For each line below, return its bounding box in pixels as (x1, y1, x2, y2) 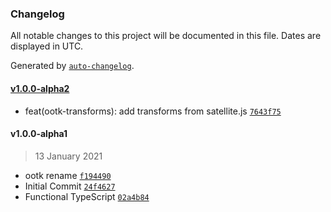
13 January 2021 (34, 150, 103, 162)
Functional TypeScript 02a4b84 (24, 190, 150, 202)
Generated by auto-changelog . (10, 60, 135, 72)
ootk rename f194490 (24, 169, 112, 181)
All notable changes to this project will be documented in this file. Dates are (10, 30, 322, 42)
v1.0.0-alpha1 (10, 128, 68, 140)
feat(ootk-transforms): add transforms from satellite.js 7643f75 (24, 105, 282, 117)
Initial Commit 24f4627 (24, 180, 116, 192)
